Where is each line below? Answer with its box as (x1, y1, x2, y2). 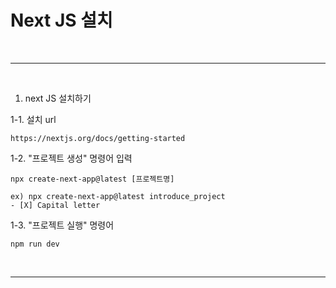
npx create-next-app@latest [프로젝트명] (10, 174, 175, 184)
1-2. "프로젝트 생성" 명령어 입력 (10, 152, 133, 164)
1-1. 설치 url (10, 113, 57, 125)
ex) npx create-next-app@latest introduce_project (10, 191, 226, 201)
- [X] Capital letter (10, 200, 101, 210)
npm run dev (10, 239, 60, 249)
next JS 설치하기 (24, 92, 92, 104)
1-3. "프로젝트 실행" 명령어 (10, 219, 115, 231)
